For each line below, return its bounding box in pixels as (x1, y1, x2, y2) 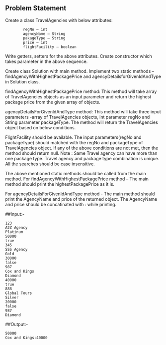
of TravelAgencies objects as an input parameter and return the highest (5, 93, 152, 99)
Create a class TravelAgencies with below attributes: (5, 17, 113, 23)
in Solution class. (5, 78, 40, 84)
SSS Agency (5, 247, 28, 252)
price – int (23, 40, 48, 45)
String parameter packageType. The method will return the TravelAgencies (5, 119, 158, 125)
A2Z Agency (5, 225, 28, 230)
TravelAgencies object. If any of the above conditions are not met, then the (5, 145, 159, 151)
